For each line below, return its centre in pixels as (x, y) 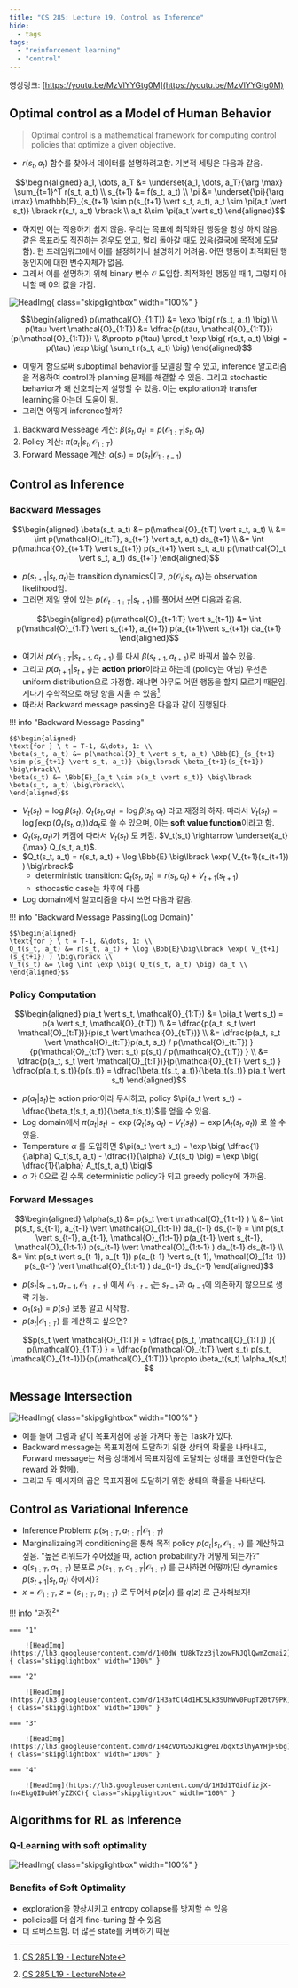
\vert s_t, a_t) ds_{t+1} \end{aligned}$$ (149, 557)
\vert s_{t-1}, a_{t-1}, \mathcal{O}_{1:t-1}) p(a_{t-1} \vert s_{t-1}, (149, 1237)
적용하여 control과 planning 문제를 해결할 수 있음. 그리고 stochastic (149, 377)
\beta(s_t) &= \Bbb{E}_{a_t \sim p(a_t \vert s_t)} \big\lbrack (130, 777)
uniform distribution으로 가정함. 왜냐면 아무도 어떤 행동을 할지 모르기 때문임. (155, 682)
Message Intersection (71, 1396)
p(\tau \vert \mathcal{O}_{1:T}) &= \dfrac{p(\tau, (113, 329)
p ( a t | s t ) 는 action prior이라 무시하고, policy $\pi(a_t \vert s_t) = (132, 1099)
